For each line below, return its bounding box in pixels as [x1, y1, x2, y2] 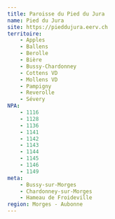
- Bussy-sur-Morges [20, 181, 77, 188]
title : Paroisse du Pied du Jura [7, 10, 105, 18]
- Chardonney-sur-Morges [20, 188, 93, 195]
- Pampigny [20, 83, 52, 90]
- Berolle [20, 50, 49, 57]
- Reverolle [20, 89, 55, 96]
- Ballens [20, 43, 49, 50]
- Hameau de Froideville [20, 194, 93, 201]
